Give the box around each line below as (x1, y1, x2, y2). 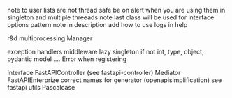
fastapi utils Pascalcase (7, 83, 75, 91)
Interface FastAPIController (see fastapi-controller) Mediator (7, 69, 181, 76)
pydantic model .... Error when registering (7, 55, 127, 63)
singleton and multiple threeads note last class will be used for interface (7, 13, 215, 22)
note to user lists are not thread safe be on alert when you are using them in (7, 6, 226, 14)
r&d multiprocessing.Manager (7, 34, 93, 42)
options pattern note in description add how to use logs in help (7, 21, 188, 28)
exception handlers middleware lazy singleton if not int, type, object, (7, 48, 204, 56)
